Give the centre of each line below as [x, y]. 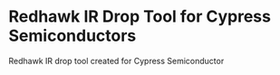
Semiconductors [72, 36]
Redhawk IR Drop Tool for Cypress [140, 17]
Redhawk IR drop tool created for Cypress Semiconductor [116, 61]
